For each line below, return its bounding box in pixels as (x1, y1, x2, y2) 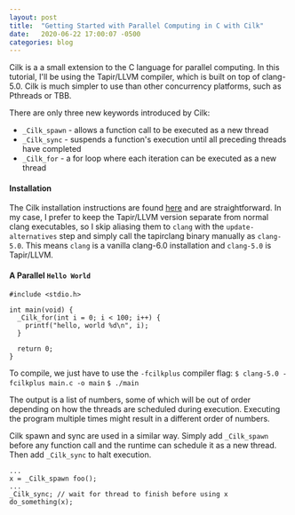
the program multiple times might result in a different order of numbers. (9, 413, 270, 424)
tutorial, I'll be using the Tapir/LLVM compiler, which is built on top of (9, 72, 260, 83)
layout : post (9, 12, 58, 22)
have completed (21, 144, 82, 154)
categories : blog (9, 37, 74, 47)
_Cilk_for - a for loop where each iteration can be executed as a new (21, 153, 277, 164)
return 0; (17, 344, 53, 353)
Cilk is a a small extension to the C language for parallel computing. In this (9, 62, 280, 73)
